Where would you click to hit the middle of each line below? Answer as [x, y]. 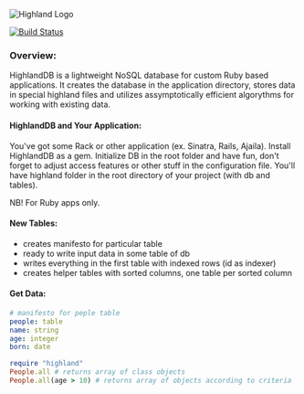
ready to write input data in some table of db [106, 253]
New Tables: [33, 223]
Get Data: [28, 293]
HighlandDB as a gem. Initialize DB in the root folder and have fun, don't [145, 155]
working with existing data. [60, 104]
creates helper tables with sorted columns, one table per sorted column [157, 272]
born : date [30, 347]
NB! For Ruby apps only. [55, 202]
